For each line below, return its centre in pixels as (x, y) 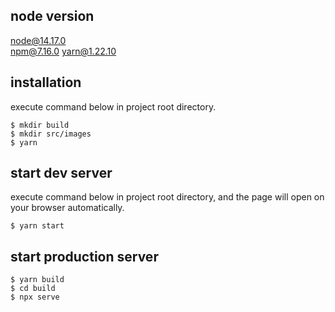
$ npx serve (35, 297)
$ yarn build (37, 280)
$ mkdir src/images (51, 134)
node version (52, 16)
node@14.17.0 (38, 40)
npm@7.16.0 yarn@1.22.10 (63, 51)
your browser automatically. (67, 208)
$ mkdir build (40, 125)
